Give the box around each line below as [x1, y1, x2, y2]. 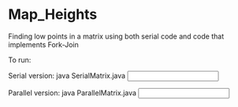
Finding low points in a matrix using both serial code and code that [8, 31, 225, 41]
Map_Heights [8, 6, 98, 24]
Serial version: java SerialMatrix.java [8, 71, 126, 80]
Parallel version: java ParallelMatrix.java [8, 88, 136, 98]
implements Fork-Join [8, 39, 79, 49]
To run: [8, 55, 32, 65]
